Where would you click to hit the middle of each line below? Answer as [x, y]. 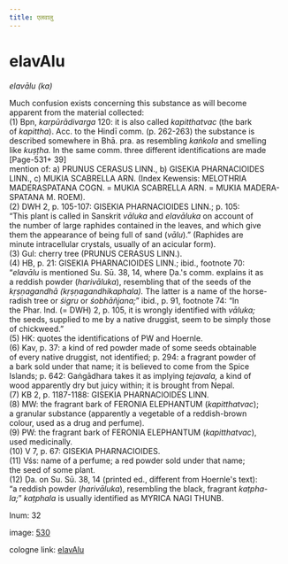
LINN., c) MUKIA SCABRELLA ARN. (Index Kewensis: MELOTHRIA [128, 178]
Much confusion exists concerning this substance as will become [128, 103]
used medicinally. [41, 441]
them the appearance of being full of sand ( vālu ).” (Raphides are [126, 235]
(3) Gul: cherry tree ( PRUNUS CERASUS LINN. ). [96, 253]
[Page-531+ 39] [38, 159]
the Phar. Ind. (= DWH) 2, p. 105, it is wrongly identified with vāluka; [133, 310]
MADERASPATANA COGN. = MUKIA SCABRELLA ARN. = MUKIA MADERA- [144, 188]
